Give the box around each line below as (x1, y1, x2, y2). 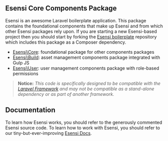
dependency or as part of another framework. (17, 91, 115, 97)
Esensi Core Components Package (5, 4, 117, 13)
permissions (12, 70, 39, 77)
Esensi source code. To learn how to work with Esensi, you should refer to (5, 124, 160, 131)
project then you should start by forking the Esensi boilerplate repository (5, 33, 157, 40)
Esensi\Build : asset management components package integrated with (12, 54, 160, 60)
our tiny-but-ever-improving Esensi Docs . (5, 130, 92, 136)
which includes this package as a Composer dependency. (5, 39, 126, 45)
